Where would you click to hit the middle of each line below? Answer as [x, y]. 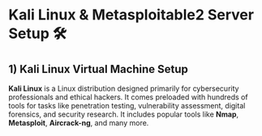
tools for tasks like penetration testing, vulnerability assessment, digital [127, 106]
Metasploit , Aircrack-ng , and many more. [79, 123]
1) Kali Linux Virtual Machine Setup [99, 69]
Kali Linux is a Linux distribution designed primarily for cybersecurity [124, 88]
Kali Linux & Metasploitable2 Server [131, 15]
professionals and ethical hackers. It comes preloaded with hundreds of [129, 97]
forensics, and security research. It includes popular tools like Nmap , [124, 114]
